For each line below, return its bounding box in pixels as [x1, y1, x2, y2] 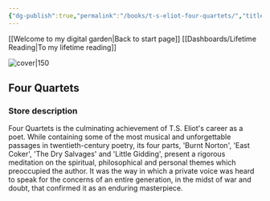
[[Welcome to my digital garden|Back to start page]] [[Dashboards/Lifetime [8, 34, 257, 43]
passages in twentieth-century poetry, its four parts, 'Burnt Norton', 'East [8, 141, 251, 150]
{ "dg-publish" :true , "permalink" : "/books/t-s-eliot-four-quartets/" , [8, 11, 243, 20]
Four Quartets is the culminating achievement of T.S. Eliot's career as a [8, 124, 243, 133]
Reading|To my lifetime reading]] [8, 42, 117, 52]
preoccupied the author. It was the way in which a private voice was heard [8, 166, 255, 176]
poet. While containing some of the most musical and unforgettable [8, 132, 231, 142]
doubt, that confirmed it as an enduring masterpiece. [8, 183, 183, 193]
